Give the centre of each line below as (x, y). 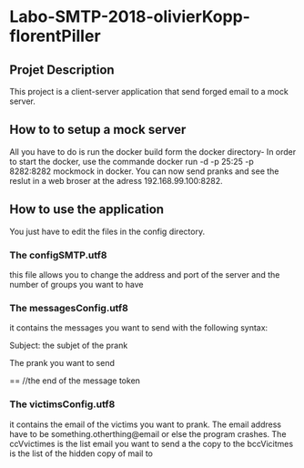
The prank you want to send (62, 363)
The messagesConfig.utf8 (69, 308)
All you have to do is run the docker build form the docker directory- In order (153, 151)
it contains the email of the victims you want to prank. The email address (146, 424)
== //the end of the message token (75, 381)
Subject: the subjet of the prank (69, 346)
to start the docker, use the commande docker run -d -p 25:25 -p (132, 161)
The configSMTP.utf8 (58, 255)
